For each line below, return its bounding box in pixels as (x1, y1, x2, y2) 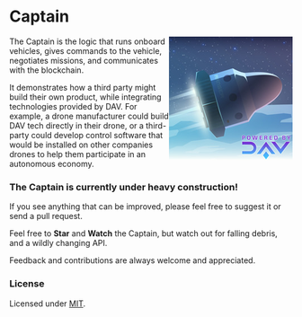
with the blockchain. (9, 65, 84, 75)
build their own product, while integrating (9, 92, 162, 102)
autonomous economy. (9, 158, 94, 169)
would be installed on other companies (9, 139, 154, 150)
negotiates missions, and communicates (9, 55, 159, 66)
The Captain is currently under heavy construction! (9, 181, 238, 193)
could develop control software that (31, 129, 164, 140)
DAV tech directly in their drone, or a (9, 119, 144, 131)
